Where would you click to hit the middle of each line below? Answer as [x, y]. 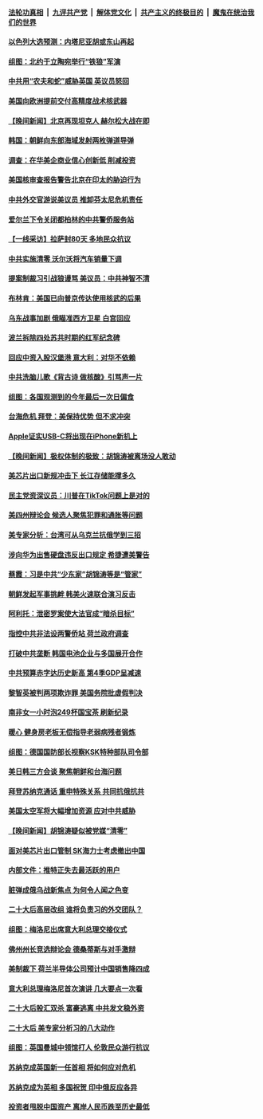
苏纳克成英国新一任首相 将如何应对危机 [72, 1067]
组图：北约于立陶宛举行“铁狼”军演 [65, 61]
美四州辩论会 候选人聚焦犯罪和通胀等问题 [76, 515]
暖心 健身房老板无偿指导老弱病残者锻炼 [72, 732]
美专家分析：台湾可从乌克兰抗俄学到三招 [75, 535]
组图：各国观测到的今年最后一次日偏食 [71, 397]
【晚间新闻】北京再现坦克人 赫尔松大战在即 [79, 120]
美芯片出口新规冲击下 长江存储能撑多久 [72, 476]
